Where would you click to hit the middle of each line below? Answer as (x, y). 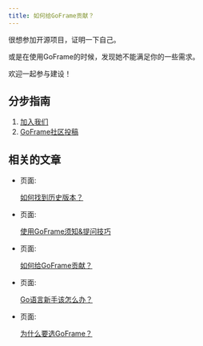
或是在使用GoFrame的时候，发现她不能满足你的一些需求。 (104, 56)
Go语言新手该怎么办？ (56, 300)
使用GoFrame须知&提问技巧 (66, 231)
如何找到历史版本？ (52, 198)
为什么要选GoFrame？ (56, 334)
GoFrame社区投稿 (49, 132)
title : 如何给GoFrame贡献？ (51, 16)
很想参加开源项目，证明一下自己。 (64, 39)
